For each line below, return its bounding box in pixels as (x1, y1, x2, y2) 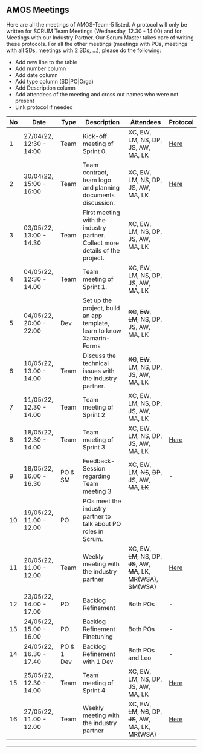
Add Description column (14, 84, 76, 91)
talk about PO (82, 519, 121, 528)
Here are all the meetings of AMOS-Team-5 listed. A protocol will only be (6, 21, 187, 28)
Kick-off (82, 131, 108, 140)
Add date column (14, 71, 59, 78)
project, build (82, 304, 120, 312)
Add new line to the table (14, 58, 77, 65)
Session (82, 464, 106, 473)
